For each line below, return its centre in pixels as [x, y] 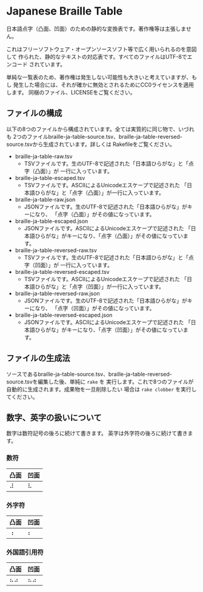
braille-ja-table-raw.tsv [44, 156]
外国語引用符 [25, 552]
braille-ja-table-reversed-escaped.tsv [62, 271]
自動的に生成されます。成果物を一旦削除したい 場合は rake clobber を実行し [101, 389]
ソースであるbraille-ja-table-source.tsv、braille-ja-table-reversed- [89, 374]
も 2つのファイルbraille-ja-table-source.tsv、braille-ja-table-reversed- [95, 136]
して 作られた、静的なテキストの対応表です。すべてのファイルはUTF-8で [97, 56]
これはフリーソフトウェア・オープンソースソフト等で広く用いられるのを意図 [101, 49]
